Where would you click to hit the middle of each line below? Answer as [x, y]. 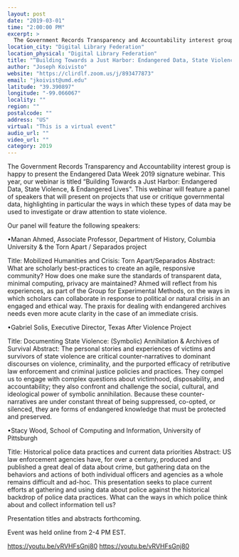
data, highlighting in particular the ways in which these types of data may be [119, 204]
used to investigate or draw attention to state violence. [87, 212]
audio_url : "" [28, 133]
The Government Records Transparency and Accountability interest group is [119, 166]
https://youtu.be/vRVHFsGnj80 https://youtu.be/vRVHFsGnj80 [99, 546]
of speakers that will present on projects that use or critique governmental [116, 197]
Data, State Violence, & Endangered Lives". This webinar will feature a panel [118, 189]
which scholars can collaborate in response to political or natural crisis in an [118, 299]
